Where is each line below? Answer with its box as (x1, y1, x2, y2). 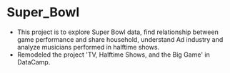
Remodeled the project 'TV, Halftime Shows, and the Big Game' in (16, 50, 210, 59)
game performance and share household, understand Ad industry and (16, 35, 224, 43)
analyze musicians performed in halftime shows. (16, 43, 160, 51)
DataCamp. (16, 57, 51, 66)
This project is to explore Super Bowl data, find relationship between (16, 28, 219, 36)
